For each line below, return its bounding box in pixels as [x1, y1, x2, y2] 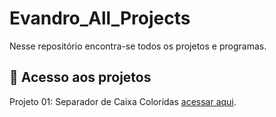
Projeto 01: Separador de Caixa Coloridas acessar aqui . [9, 95, 237, 107]
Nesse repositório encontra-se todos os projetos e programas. [9, 40, 267, 52]
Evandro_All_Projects [9, 7, 191, 30]
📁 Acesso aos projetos [9, 69, 152, 86]
